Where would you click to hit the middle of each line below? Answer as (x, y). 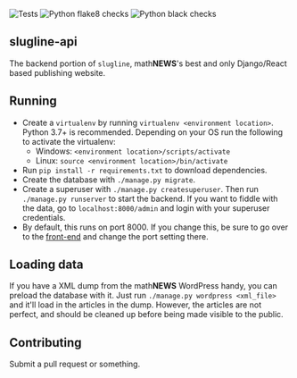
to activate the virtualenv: (69, 141)
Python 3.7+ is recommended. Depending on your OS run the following (153, 132)
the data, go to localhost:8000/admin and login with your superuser (146, 208)
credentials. (44, 217)
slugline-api (43, 42)
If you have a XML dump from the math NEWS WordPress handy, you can (144, 286)
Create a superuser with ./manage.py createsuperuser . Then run (140, 189)
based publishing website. (58, 72)
